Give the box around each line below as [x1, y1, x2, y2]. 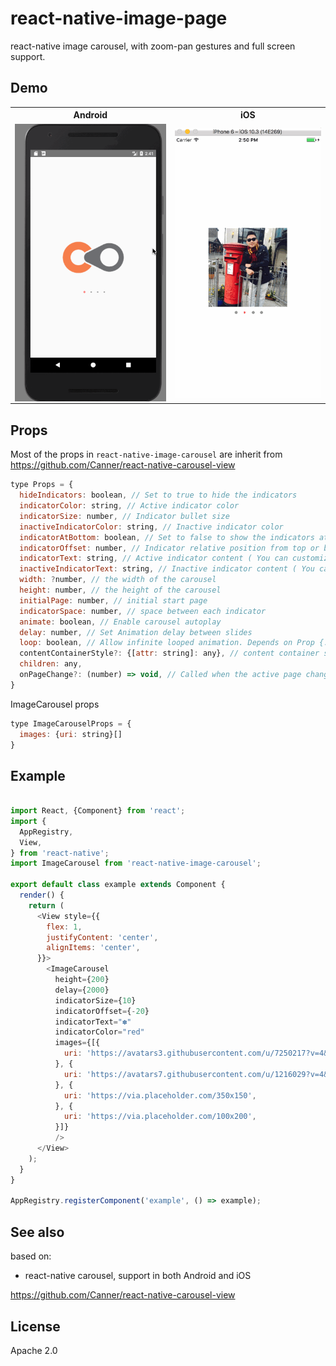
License [10, 1318, 61, 1335]
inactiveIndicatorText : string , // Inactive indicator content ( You [19, 564, 315, 574]
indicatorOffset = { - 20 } [54, 1006, 150, 1016]
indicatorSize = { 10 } [54, 995, 137, 1006]
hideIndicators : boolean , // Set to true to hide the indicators [19, 490, 298, 501]
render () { [19, 890, 65, 901]
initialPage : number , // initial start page [19, 595, 208, 606]
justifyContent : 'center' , [46, 932, 159, 942]
